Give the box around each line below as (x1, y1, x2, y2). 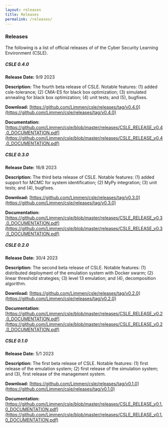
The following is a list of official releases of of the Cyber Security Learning (5, 45, 158, 51)
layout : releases (5, 7, 41, 13)
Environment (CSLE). (5, 50, 48, 56)
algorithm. (5, 280, 26, 286)
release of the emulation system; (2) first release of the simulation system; (5, 365, 158, 371)
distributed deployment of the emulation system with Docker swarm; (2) (5, 270, 153, 276)
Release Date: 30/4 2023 (5, 255, 58, 261)
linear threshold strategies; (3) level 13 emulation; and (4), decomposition (5, 275, 156, 281)
